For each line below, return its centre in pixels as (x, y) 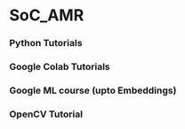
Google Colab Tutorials (60, 67)
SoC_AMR (47, 15)
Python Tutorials (46, 43)
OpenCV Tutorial (46, 114)
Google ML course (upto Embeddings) (93, 90)
